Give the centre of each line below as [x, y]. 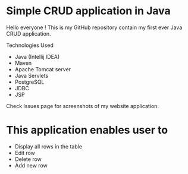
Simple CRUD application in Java [88, 11]
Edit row [25, 153]
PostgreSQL [29, 82]
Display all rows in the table [48, 146]
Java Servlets [32, 75]
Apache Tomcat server [43, 69]
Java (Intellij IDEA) [37, 56]
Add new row [31, 165]
